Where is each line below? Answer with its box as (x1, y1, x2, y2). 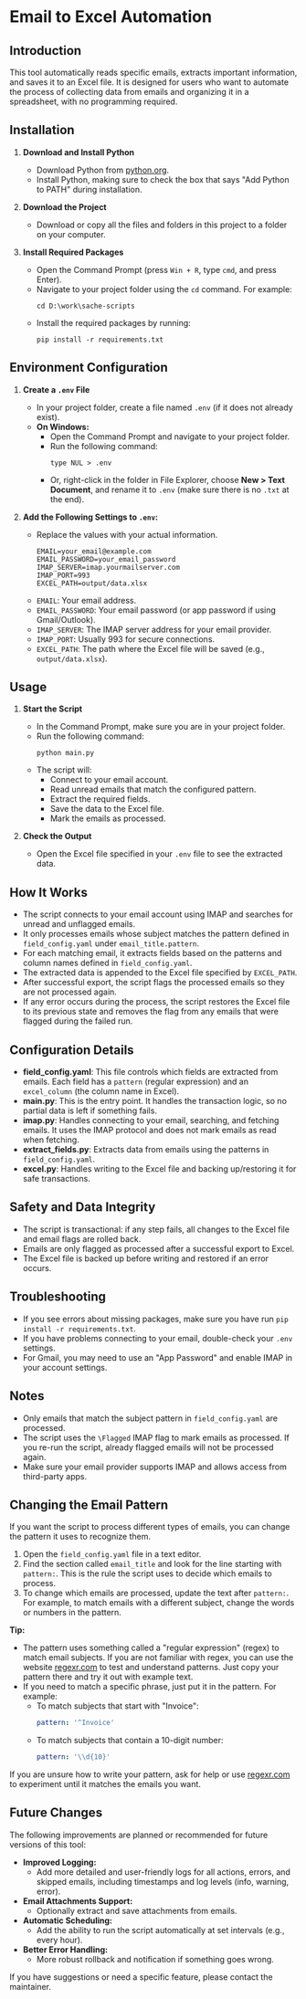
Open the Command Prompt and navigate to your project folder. (49, 431, 290, 442)
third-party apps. (22, 1470, 88, 1481)
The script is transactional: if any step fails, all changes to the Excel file (22, 1224, 290, 1235)
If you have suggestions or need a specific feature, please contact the (9, 1971, 273, 1983)
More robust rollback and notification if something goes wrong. (36, 1953, 274, 1964)
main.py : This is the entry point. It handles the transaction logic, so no (22, 1096, 288, 1107)
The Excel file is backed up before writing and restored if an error (22, 1253, 269, 1264)
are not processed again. (22, 986, 117, 997)
